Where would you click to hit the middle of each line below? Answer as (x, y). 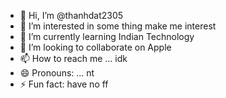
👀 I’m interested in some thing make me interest (118, 26)
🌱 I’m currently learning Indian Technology (107, 36)
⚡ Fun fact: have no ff (64, 84)
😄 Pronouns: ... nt (57, 73)
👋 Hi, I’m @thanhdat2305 (71, 15)
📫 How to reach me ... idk (73, 58)
